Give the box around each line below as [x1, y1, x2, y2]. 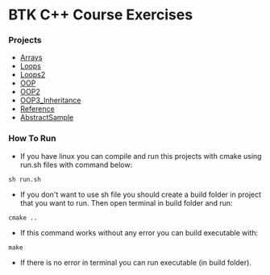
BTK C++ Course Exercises [8, 6, 193, 24]
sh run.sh [8, 175, 42, 183]
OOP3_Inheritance [19, 95, 81, 106]
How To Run [8, 133, 56, 144]
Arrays [19, 52, 43, 62]
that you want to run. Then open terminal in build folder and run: [19, 198, 233, 207]
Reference [19, 104, 55, 114]
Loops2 [19, 70, 46, 80]
